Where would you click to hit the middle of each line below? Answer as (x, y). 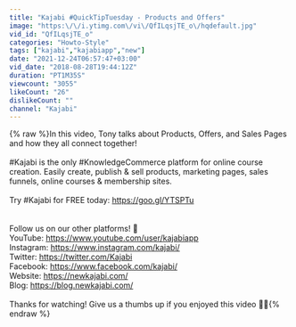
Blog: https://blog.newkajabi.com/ (71, 285)
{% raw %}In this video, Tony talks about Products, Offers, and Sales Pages (148, 134)
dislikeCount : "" (41, 100)
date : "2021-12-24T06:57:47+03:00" (75, 59)
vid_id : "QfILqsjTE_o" (51, 34)
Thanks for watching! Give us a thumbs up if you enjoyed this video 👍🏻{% (145, 305)
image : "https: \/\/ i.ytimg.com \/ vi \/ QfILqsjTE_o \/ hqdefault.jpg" (133, 26)
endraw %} (30, 314)
